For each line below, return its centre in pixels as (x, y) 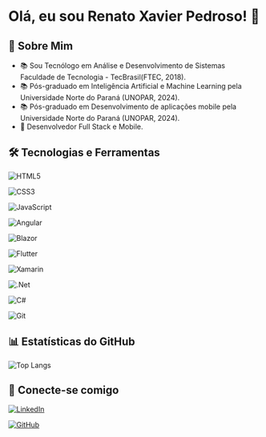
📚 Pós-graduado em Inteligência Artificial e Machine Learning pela (131, 86)
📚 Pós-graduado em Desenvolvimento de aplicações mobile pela (128, 106)
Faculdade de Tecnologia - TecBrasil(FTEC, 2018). (103, 77)
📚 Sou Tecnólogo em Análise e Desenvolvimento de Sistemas (123, 66)
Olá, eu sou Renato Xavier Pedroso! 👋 (134, 16)
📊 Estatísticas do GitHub (72, 342)
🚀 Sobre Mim (41, 46)
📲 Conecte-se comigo (64, 390)
